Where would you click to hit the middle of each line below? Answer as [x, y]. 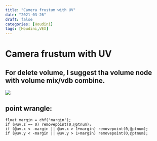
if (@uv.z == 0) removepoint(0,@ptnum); [49, 124]
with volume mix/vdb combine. [55, 80]
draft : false [19, 19]
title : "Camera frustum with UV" [41, 10]
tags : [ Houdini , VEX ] [27, 29]
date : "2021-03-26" [26, 15]
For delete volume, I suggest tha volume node [79, 72]
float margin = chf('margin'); [38, 120]
